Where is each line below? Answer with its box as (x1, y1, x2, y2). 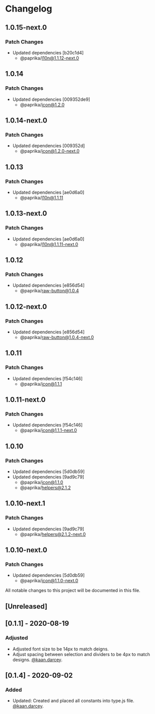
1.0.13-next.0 (5, 209, 47, 218)
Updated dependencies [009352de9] (12, 96, 91, 102)
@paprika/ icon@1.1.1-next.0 (20, 427, 77, 434)
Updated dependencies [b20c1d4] (12, 49, 84, 55)
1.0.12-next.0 (5, 302, 47, 311)
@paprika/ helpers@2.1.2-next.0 (20, 531, 86, 537)
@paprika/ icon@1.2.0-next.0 (20, 148, 80, 154)
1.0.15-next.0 (5, 23, 47, 32)
